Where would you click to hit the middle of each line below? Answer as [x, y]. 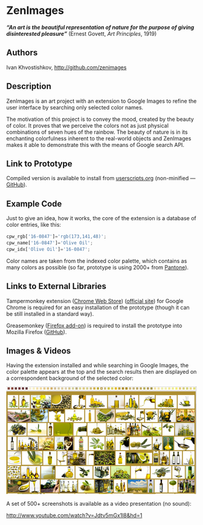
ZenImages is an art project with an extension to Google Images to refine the [101, 101]
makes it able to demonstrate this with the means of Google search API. [95, 145]
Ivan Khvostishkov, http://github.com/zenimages [66, 67]
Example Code [34, 204]
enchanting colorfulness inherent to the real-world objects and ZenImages [99, 138]
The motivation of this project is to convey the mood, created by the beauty [100, 119]
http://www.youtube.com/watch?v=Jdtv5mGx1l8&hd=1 [74, 515]
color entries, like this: [34, 225]
